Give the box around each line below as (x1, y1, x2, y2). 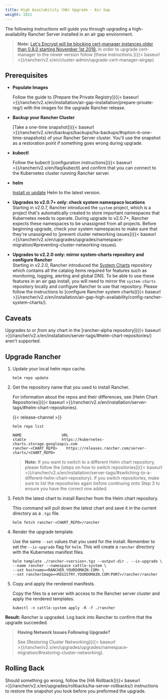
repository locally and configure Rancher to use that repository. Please (12, 283, 158, 289)
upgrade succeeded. (5, 619, 48, 625)
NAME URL (12, 433, 69, 438)
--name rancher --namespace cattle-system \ (12, 563, 107, 568)
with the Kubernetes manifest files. (12, 549, 84, 555)
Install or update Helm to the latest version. (12, 190, 101, 196)
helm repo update (12, 375, 49, 381)
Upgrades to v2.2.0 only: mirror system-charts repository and (12, 251, 144, 258)
